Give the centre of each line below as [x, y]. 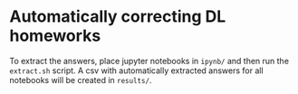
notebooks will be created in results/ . [81, 80]
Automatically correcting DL [118, 17]
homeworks [55, 36]
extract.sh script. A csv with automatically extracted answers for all [137, 70]
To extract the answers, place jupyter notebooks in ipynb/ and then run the [149, 61]
